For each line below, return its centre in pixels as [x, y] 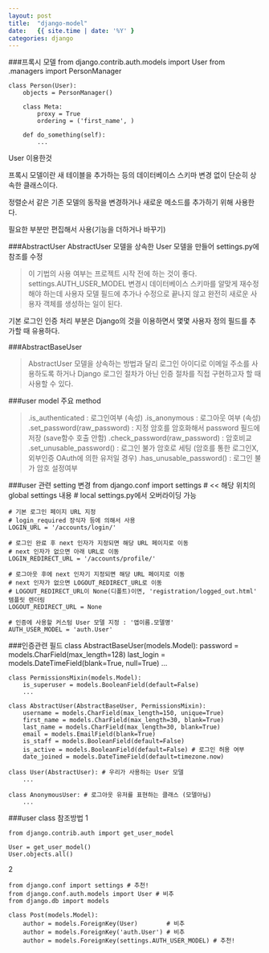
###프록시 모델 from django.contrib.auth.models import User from [117, 62]
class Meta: [43, 107]
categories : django [41, 38]
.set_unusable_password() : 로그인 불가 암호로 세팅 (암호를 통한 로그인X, [143, 448]
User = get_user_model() [50, 848]
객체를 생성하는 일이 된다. [83, 304]
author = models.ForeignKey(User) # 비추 [104, 924]
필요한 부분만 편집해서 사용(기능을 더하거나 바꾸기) [87, 229]
